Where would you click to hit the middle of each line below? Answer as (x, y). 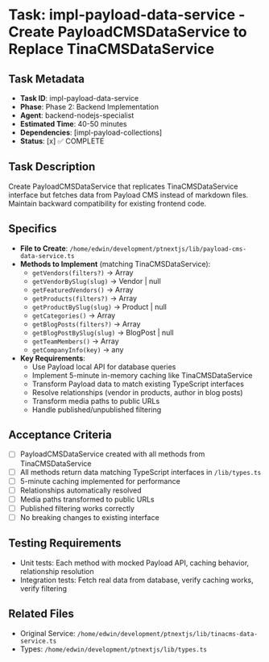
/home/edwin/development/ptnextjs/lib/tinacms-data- (167, 634)
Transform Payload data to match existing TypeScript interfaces (138, 384)
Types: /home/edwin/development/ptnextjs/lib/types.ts (114, 649)
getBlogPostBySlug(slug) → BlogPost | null (103, 332)
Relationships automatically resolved (81, 490)
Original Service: (48, 633)
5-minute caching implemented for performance (100, 481)
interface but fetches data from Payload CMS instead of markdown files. (128, 194)
